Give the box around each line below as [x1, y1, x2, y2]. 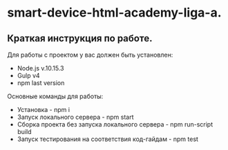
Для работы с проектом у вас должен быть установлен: [7, 50, 173, 59]
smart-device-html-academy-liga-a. [7, 5, 222, 21]
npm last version [17, 79, 65, 87]
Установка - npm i [17, 106, 70, 113]
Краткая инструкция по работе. [7, 32, 153, 44]
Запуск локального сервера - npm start [17, 113, 134, 121]
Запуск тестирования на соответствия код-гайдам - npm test [17, 135, 199, 143]
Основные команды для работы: [7, 92, 104, 100]
